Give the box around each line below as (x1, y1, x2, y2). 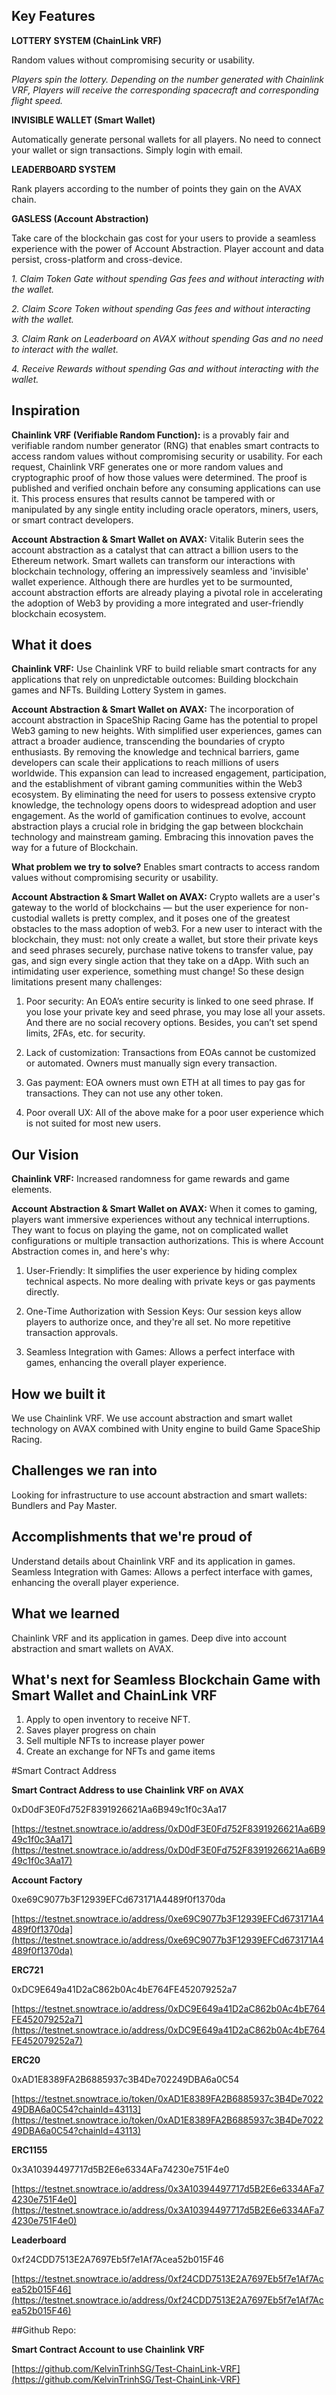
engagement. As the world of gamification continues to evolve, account (11, 810, 306, 822)
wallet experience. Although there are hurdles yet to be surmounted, (11, 575, 293, 588)
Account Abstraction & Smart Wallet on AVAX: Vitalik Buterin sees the (11, 533, 304, 545)
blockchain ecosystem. (11, 607, 107, 619)
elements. (11, 1184, 53, 1196)
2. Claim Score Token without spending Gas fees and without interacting (11, 302, 311, 314)
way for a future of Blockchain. (11, 842, 139, 854)
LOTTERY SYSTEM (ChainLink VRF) (11, 34, 163, 46)
